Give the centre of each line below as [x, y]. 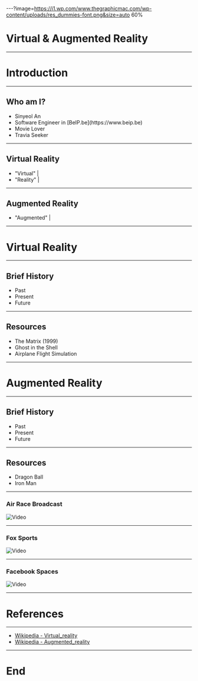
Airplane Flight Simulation [46, 353]
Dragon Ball [29, 477]
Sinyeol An [28, 116]
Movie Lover [30, 129]
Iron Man [25, 483]
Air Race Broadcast [34, 504]
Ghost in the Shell [36, 347]
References [35, 614]
